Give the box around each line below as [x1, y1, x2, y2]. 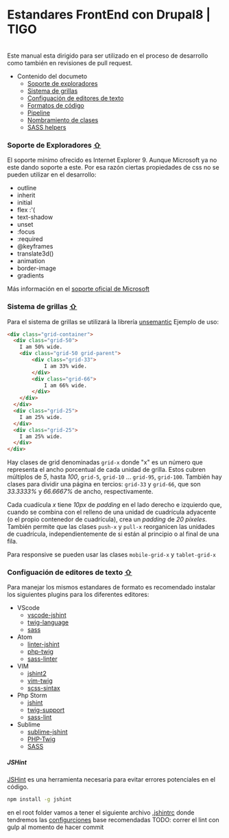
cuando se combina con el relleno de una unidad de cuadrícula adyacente [7, 508, 217, 517]
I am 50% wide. [19, 343, 63, 350]
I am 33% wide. [43, 363, 88, 370]
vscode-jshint [27, 611, 67, 620]
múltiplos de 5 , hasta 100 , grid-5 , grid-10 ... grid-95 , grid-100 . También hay [7, 473, 222, 481]
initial [16, 199, 33, 207]
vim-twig [27, 677, 53, 685]
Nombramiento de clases [27, 115, 99, 124]
